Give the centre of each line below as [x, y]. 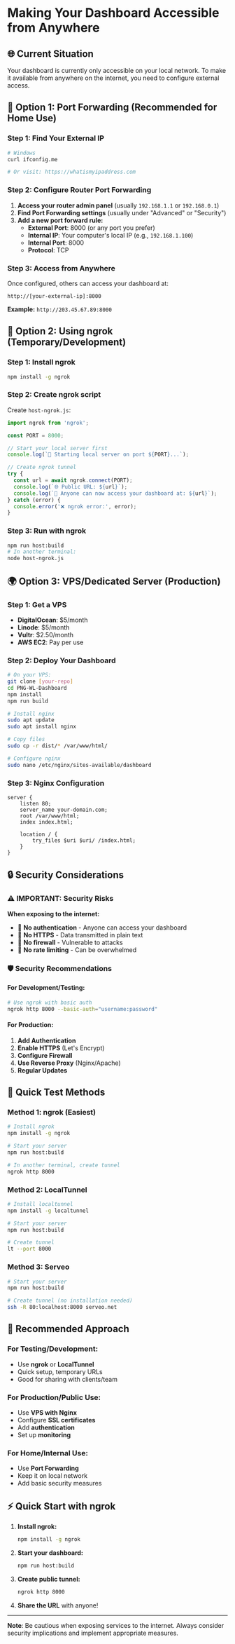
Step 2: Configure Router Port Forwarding [79, 190]
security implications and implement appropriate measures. [93, 1633]
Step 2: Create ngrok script [54, 395]
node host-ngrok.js [36, 559]
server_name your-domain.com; [64, 810]
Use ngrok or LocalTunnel [56, 1364]
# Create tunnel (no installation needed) [70, 1301]
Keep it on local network [52, 1476]
